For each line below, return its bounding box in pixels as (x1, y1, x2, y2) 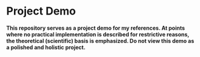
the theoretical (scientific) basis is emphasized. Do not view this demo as (6, 37, 195, 44)
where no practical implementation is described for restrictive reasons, (6, 30, 190, 38)
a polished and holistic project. (6, 44, 86, 51)
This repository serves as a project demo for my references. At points (6, 24, 185, 32)
